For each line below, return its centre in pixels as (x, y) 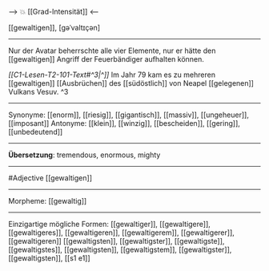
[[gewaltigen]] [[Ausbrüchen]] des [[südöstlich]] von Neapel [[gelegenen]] (131, 83)
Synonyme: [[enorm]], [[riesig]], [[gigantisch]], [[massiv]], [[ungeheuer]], (129, 115)
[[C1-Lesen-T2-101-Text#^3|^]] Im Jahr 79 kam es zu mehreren (112, 75)
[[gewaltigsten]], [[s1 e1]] (49, 258)
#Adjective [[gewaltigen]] (50, 178)
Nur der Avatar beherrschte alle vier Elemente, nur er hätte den (112, 51)
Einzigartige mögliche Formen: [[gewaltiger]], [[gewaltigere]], (109, 224)
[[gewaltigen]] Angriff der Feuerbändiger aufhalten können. (106, 59)
